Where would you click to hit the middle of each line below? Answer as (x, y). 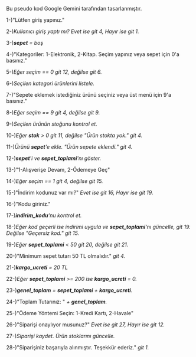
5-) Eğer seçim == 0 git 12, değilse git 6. (54, 72)
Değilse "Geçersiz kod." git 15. (43, 233)
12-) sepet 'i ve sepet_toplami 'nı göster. (54, 158)
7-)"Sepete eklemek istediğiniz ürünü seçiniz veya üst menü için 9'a (89, 95)
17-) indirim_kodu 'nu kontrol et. (44, 215)
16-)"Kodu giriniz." (29, 204)
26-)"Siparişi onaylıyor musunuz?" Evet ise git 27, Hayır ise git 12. (86, 325)
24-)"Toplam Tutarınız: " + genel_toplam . (57, 302)
